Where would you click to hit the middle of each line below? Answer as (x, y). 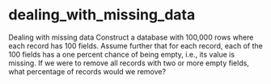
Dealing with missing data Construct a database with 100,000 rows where (131, 37)
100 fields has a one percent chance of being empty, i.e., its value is (122, 54)
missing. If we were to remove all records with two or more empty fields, (129, 63)
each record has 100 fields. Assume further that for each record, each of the (135, 45)
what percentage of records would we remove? (87, 71)
